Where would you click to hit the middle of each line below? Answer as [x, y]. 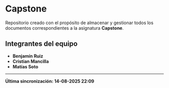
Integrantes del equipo [41, 44]
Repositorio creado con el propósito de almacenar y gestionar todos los [79, 23]
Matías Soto [25, 66]
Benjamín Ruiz [28, 56]
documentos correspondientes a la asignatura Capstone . [65, 28]
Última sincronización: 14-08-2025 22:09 [50, 81]
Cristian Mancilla [31, 61]
